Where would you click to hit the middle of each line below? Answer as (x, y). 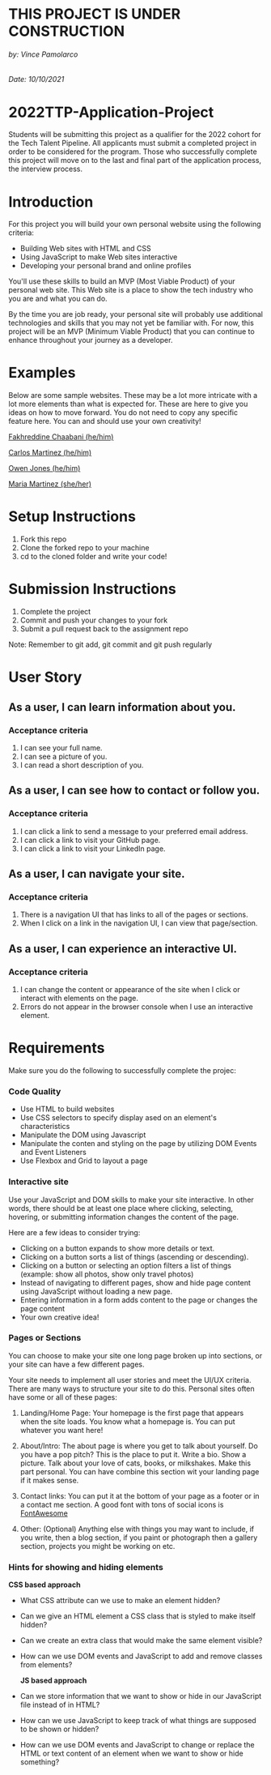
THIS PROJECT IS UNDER (95, 14)
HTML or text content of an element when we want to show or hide (132, 1754)
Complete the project (55, 612)
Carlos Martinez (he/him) (50, 453)
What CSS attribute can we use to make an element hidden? (120, 1601)
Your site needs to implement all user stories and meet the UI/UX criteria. (130, 1379)
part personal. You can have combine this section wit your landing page (140, 1471)
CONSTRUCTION (67, 31)
